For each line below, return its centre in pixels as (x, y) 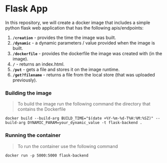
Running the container (33, 135)
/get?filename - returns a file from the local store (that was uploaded (84, 74)
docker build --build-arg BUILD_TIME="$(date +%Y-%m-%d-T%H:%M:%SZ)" (79, 118)
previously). (25, 80)
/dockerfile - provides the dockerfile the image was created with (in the (87, 53)
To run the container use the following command (68, 146)
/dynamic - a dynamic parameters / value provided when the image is (84, 42)
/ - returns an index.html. (38, 64)
